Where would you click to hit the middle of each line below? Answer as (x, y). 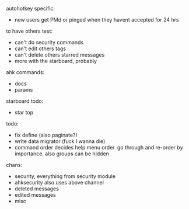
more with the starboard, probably (56, 61)
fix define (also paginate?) (46, 135)
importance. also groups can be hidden (62, 154)
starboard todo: (25, 101)
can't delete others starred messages (60, 55)
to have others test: (29, 31)
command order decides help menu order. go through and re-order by (99, 147)
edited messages (35, 195)
